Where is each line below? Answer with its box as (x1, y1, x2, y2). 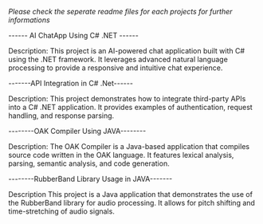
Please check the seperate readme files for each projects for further (8, 7, 233, 16)
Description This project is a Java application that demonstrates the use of (8, 190, 253, 198)
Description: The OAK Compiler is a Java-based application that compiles (8, 142, 249, 151)
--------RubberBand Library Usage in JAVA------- (8, 175, 173, 183)
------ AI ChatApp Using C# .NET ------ (8, 31, 139, 40)
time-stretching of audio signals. (8, 206, 116, 216)
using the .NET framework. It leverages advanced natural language (8, 55, 229, 64)
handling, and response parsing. (8, 111, 115, 120)
